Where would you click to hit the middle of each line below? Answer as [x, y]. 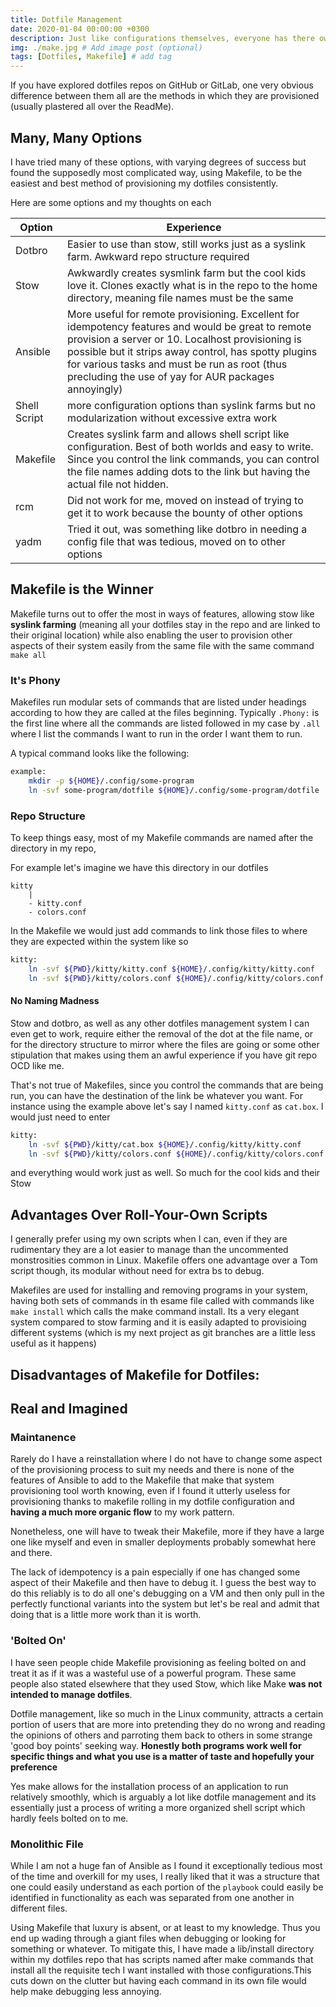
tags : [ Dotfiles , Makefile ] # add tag [91, 57]
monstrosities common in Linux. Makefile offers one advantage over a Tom [164, 1260]
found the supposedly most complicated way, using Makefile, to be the [156, 172]
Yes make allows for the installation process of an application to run [149, 1786]
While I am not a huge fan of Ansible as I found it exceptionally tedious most [166, 1865]
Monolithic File [47, 1844]
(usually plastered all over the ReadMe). [92, 107]
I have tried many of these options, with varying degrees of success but [158, 162]
